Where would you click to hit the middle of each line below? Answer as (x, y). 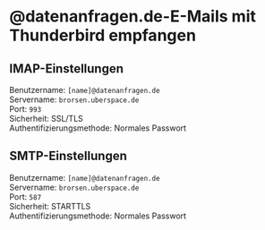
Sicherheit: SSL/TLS (46, 119)
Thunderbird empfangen (103, 35)
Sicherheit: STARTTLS (50, 206)
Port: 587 (26, 196)
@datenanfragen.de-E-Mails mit (133, 17)
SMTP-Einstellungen (68, 156)
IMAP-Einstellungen (66, 68)
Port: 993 (26, 109)
